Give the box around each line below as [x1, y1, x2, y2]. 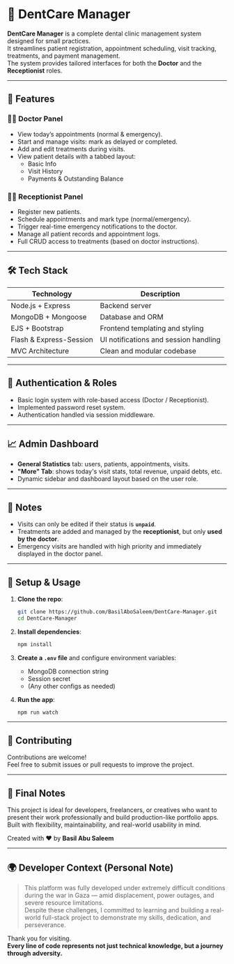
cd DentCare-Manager [17, 615, 77, 622]
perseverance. [24, 920, 66, 929]
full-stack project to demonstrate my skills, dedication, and [42, 913, 211, 921]
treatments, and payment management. [7, 52, 120, 60]
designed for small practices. [7, 36, 91, 45]
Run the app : [17, 695, 56, 703]
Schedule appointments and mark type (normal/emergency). [17, 215, 192, 223]
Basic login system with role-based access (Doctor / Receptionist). [17, 395, 209, 404]
